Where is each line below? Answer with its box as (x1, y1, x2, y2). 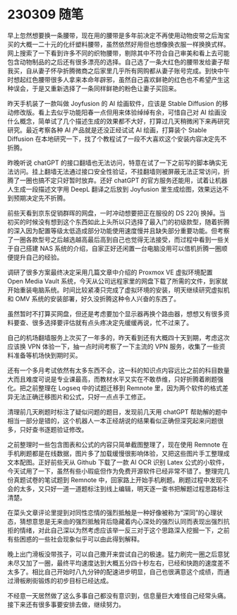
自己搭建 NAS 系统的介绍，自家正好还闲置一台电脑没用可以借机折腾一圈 (13, 244, 222, 252)
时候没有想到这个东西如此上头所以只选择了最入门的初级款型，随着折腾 (25, 217, 230, 226)
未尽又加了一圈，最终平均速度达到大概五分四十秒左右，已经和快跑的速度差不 (7, 558, 230, 567)
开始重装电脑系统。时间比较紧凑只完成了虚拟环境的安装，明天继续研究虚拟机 (7, 286, 230, 294)
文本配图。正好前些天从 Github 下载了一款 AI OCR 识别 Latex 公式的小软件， (7, 457, 229, 467)
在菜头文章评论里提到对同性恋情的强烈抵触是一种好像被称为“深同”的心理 (7, 508, 217, 517)
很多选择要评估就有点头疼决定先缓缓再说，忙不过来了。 (31, 318, 193, 327)
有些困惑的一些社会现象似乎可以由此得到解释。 (7, 534, 143, 543)
